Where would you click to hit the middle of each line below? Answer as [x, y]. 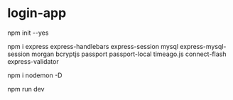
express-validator [33, 61]
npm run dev [26, 89]
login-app [37, 13]
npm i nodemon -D [35, 75]
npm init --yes [28, 33]
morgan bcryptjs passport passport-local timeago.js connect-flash [129, 54]
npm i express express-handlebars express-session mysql [93, 46]
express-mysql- [203, 46]
